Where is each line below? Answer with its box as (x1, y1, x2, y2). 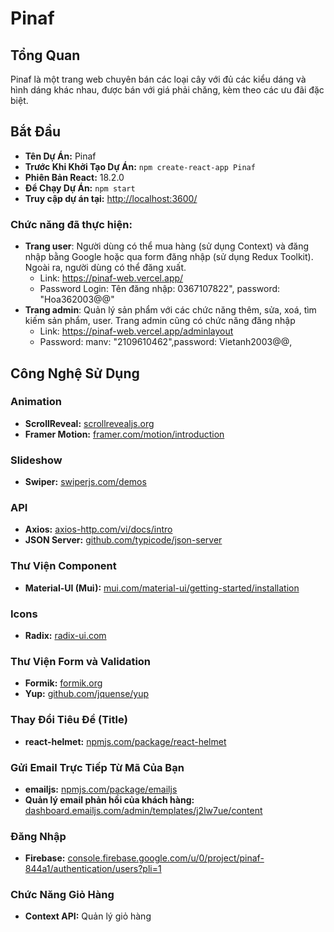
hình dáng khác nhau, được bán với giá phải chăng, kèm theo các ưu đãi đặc (10, 84, 325, 96)
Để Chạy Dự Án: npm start (24, 182, 136, 194)
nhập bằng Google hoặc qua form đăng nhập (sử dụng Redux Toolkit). (24, 251, 314, 263)
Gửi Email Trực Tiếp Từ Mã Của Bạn (10, 760, 185, 774)
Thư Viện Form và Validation (10, 654, 152, 668)
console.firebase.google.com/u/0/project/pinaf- (67, 852, 265, 864)
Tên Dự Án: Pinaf (24, 150, 97, 162)
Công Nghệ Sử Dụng (10, 365, 140, 382)
